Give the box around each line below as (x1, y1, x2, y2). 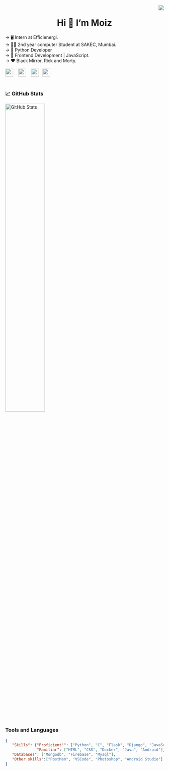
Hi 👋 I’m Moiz (57, 17, 112, 29)
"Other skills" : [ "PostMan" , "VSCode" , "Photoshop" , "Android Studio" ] (12, 757, 163, 762)
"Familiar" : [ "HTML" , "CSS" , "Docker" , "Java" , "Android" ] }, (37, 747, 167, 752)
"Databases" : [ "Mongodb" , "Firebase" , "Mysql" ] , (12, 752, 116, 757)
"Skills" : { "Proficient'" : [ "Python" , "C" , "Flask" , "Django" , (12, 743, 147, 748)
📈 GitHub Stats (5, 90, 44, 97)
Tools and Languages (5, 727, 59, 734)
